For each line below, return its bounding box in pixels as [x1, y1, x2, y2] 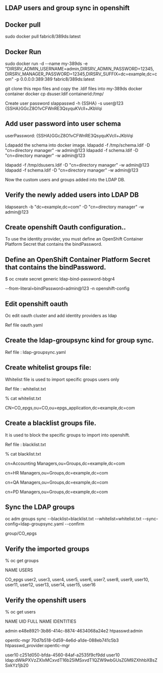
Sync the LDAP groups [5, 503, 75, 511]
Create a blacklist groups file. [5, 419, 97, 427]
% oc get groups [5, 558, 39, 564]
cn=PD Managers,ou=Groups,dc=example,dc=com [5, 489, 108, 495]
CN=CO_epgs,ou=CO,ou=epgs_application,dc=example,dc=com [5, 405, 135, 411]
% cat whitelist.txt [5, 395, 41, 401]
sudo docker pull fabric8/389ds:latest [5, 34, 81, 40]
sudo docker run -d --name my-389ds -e [5, 61, 88, 66]
